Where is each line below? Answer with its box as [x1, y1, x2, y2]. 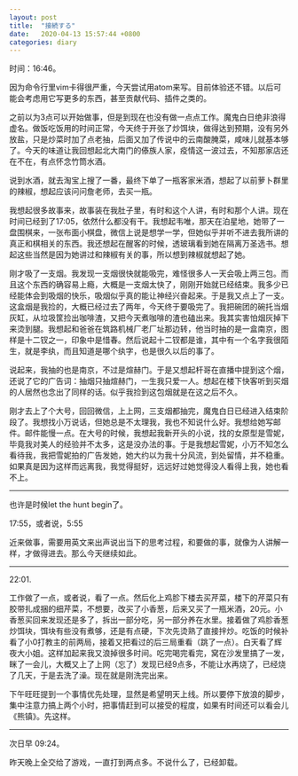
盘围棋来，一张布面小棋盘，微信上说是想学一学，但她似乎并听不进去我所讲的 [9, 227, 289, 238]
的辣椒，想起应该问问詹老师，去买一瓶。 [9, 186, 157, 197]
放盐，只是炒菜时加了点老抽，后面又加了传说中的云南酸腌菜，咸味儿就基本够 [9, 134, 289, 145]
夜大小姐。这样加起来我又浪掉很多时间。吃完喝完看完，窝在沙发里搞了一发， [9, 648, 289, 659]
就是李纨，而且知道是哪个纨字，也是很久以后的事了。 [24, 346, 219, 357]
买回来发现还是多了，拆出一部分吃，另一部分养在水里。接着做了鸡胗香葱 [24, 615, 289, 625]
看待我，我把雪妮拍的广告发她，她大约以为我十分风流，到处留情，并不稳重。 [9, 450, 289, 461]
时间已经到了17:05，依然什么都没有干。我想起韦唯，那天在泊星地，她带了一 [9, 216, 286, 227]
